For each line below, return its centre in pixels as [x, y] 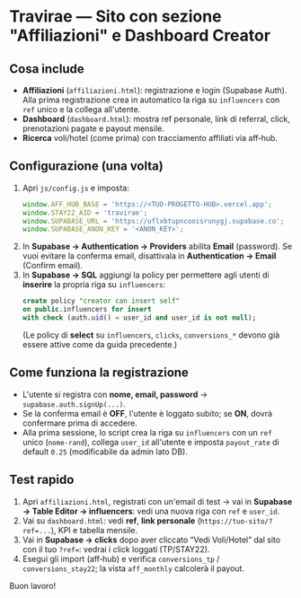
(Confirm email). [53, 266]
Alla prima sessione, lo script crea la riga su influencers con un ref [147, 432]
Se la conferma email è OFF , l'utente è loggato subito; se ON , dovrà [147, 413]
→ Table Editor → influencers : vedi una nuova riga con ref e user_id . [151, 511]
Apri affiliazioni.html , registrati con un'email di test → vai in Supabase [157, 501]
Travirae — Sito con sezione [115, 17]
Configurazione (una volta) [86, 167]
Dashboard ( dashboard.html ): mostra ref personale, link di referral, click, [156, 119]
